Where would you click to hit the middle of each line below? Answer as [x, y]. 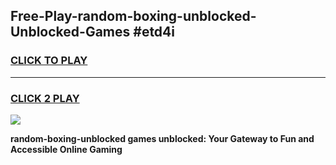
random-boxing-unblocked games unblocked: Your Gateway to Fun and [162, 138]
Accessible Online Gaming [66, 149]
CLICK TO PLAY [49, 61]
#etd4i [154, 32]
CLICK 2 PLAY [45, 98]
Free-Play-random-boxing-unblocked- [133, 16]
